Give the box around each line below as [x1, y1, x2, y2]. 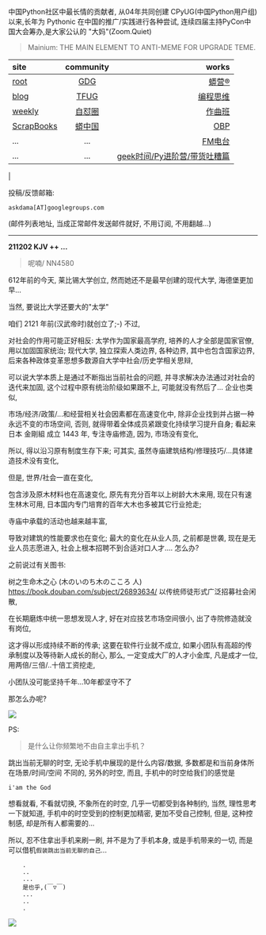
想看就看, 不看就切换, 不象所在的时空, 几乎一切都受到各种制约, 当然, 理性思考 [8, 798, 257, 808]
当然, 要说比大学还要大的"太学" [8, 302, 109, 311]
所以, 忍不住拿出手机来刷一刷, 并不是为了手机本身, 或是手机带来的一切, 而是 [8, 836, 253, 845]
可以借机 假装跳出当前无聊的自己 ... [8, 845, 107, 855]
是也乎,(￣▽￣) [22, 883, 66, 891]
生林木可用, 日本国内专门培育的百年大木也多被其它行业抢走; [8, 499, 202, 509]
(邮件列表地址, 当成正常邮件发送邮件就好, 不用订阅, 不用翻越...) [8, 219, 212, 228]
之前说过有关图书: [8, 560, 66, 569]
